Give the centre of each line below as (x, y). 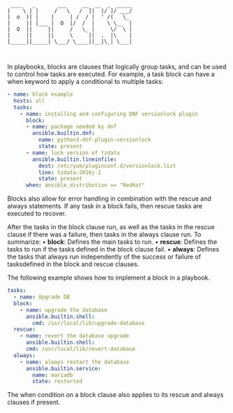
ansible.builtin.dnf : (64, 133)
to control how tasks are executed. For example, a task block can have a (111, 74)
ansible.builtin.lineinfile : (75, 159)
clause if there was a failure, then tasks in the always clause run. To (104, 235)
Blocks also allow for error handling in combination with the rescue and (109, 198)
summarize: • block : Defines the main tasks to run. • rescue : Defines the (112, 242)
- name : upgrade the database (64, 310)
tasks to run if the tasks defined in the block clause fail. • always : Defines (113, 249)
